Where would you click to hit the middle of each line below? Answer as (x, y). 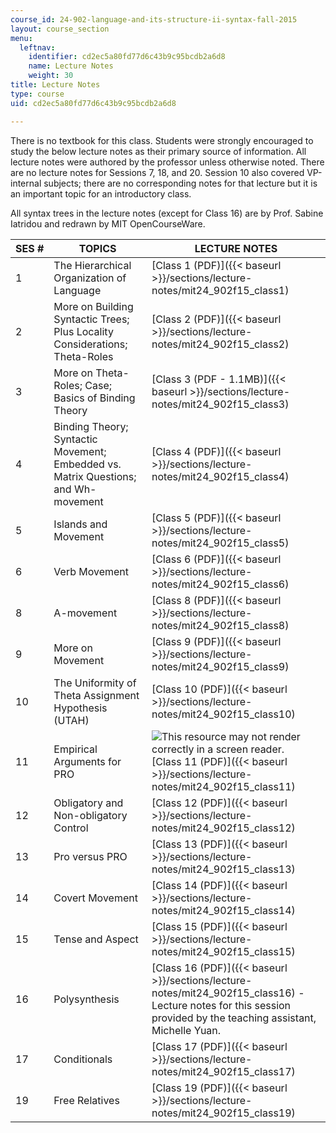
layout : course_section (60, 29)
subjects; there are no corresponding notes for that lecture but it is (180, 183)
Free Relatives (86, 1100)
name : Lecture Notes (71, 66)
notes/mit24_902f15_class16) (223, 993)
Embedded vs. (87, 464)
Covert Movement (95, 898)
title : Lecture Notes (55, 85)
